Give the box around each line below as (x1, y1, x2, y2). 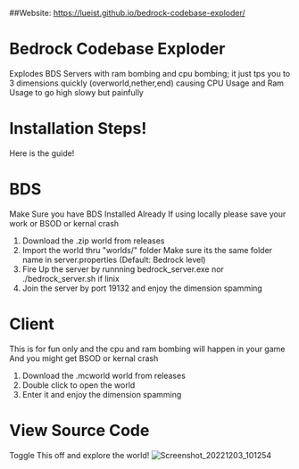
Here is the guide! (9, 147, 75, 159)
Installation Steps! (9, 119, 147, 139)
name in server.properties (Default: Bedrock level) (21, 254, 206, 265)
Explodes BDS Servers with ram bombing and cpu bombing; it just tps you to (9, 68, 291, 78)
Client (9, 314, 55, 333)
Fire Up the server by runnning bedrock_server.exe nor (21, 263, 225, 275)
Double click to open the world (21, 379, 136, 391)
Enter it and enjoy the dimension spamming (21, 389, 182, 399)
